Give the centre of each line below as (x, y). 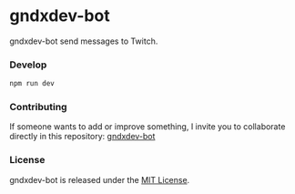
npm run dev (32, 84)
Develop (28, 65)
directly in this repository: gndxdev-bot (82, 137)
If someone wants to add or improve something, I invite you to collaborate (147, 127)
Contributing (38, 107)
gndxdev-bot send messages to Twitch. (84, 41)
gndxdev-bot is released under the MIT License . (100, 179)
